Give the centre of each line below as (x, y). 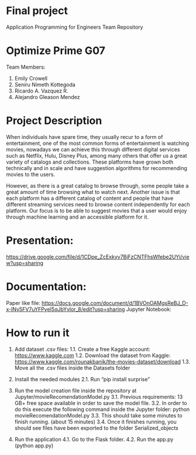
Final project (37, 11)
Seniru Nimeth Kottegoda (45, 84)
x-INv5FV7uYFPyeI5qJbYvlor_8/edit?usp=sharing (66, 309)
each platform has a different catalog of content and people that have (90, 198)
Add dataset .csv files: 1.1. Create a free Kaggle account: (82, 349)
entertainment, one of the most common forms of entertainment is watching (97, 143)
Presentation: (40, 240)
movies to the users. (31, 174)
